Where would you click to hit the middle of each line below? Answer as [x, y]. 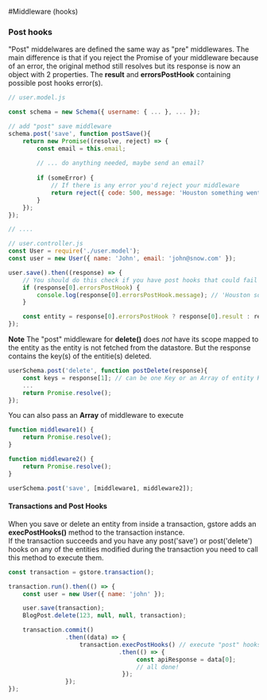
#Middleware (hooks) [43, 12]
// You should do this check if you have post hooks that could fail [140, 280]
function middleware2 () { [51, 459]
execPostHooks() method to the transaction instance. [97, 532]
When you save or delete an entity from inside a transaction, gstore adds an [132, 524]
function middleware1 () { [51, 430]
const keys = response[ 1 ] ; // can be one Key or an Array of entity [138, 378]
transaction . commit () [58, 630]
